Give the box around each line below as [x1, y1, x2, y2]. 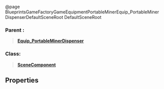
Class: [5, 50, 21, 57]
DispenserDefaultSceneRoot [5, 14, 64, 20]
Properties [5, 76, 39, 85]
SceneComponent [17, 62, 56, 68]
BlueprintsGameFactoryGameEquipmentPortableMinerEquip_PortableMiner [5, 9, 159, 15]
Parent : [5, 26, 25, 33]
